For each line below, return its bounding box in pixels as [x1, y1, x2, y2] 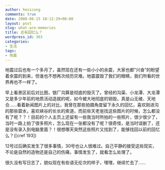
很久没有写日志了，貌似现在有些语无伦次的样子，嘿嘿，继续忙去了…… [5, 160, 146, 166]
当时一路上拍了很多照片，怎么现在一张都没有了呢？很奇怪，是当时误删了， [5, 120, 156, 126]
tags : [5, 48, 16, 53]
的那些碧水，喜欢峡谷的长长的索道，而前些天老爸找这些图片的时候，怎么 [5, 108, 151, 114]
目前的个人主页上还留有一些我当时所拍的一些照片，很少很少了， [30, 114, 160, 120]
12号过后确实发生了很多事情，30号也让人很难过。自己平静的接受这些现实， [5, 143, 157, 149]
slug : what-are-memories [5, 26, 56, 30]
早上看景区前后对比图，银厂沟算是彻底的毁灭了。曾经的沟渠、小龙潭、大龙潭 [5, 89, 160, 96]
